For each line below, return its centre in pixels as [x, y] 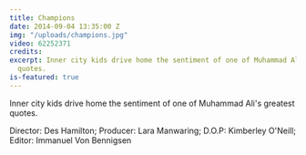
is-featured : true [44, 77]
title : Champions [42, 18]
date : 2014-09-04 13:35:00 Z [65, 26]
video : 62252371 [40, 43]
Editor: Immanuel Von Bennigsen [71, 140]
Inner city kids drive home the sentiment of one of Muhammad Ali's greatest [152, 103]
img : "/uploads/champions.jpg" [69, 35]
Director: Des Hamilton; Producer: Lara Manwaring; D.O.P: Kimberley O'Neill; [153, 130]
